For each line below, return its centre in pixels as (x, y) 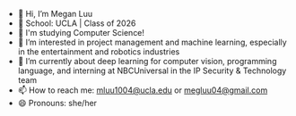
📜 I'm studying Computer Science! (81, 33)
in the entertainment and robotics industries (99, 52)
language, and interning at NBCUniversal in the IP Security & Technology (152, 70)
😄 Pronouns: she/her (57, 103)
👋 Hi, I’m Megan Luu (55, 14)
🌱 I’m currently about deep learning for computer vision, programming (147, 61)
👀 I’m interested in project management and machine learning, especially (152, 42)
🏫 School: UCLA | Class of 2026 (77, 23)
